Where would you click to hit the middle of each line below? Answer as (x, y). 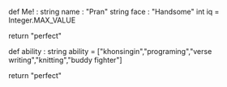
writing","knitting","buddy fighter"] (66, 60)
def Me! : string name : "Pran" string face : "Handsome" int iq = (114, 12)
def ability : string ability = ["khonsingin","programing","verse (110, 51)
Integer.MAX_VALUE (42, 20)
